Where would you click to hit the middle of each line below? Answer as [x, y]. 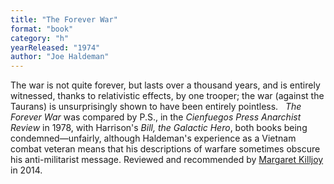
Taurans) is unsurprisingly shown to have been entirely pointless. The [156, 107]
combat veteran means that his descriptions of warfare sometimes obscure [165, 149]
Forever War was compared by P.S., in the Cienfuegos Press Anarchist [156, 117]
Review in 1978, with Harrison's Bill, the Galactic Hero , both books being [159, 128]
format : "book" [42, 29]
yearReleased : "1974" [55, 47]
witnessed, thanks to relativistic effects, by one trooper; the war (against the [167, 96]
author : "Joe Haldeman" [60, 57]
